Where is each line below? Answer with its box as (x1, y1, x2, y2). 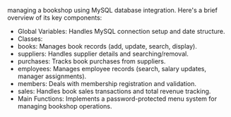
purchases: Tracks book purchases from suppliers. (17, 57, 166, 66)
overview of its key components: (7, 13, 102, 22)
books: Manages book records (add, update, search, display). (17, 42, 198, 50)
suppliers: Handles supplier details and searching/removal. (17, 49, 189, 58)
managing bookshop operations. (17, 102, 112, 110)
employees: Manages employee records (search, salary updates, (17, 65, 207, 73)
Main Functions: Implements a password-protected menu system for (17, 94, 218, 103)
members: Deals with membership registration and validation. (17, 80, 196, 87)
